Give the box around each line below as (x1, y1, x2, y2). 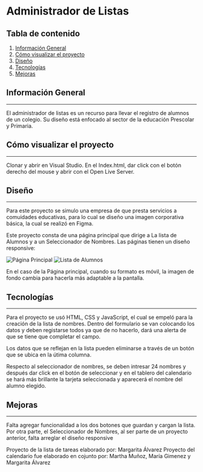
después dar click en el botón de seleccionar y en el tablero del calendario (6, 369, 192, 376)
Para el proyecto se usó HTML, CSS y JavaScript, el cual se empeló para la (6, 313, 193, 321)
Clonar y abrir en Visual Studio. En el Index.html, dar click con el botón (6, 162, 181, 169)
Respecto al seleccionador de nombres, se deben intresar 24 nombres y (6, 363, 186, 370)
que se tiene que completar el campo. (6, 333, 101, 340)
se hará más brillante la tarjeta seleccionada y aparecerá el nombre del (6, 376, 183, 383)
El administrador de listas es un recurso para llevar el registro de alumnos (6, 109, 189, 116)
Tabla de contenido (6, 28, 80, 39)
